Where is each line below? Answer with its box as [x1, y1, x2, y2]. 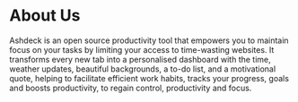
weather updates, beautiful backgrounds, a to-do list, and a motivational [9, 64, 276, 74]
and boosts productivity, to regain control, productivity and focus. [9, 82, 252, 93]
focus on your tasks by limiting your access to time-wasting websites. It [9, 44, 275, 55]
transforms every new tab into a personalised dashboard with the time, [9, 54, 271, 64]
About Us [9, 5, 81, 26]
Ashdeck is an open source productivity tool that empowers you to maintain [9, 35, 289, 46]
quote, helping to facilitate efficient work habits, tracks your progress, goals [9, 72, 290, 83]
